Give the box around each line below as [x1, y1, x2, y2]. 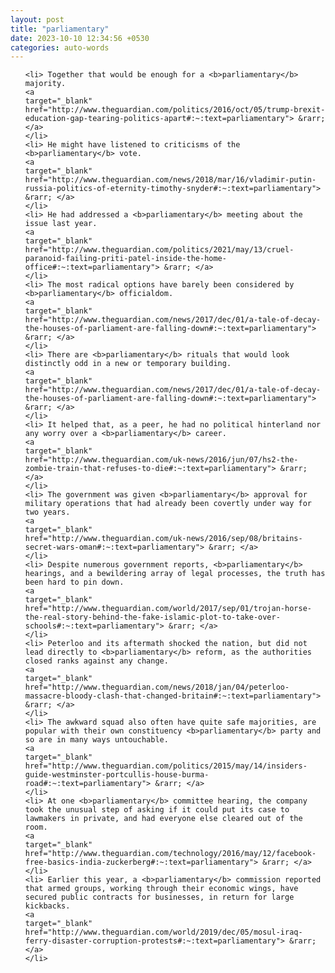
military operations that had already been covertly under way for [24, 499, 312, 509]
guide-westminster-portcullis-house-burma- [24, 770, 210, 780]
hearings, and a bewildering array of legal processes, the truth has [24, 569, 326, 579]
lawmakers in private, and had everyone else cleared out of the [24, 814, 303, 824]
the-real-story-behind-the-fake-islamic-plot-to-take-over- [24, 612, 281, 623]
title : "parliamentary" [10, 24, 110, 34]
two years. [24, 507, 71, 518]
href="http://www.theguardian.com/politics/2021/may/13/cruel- [24, 245, 295, 255]
